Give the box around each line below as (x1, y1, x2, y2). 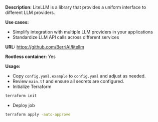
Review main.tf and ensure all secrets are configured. (12, 78, 124, 84)
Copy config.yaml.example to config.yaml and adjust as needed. (12, 73, 146, 79)
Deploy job (12, 102, 35, 108)
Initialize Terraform (12, 83, 52, 89)
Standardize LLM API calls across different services (12, 34, 119, 40)
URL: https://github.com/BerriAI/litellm (5, 44, 84, 49)
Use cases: (5, 19, 29, 25)
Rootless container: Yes (5, 53, 56, 59)
